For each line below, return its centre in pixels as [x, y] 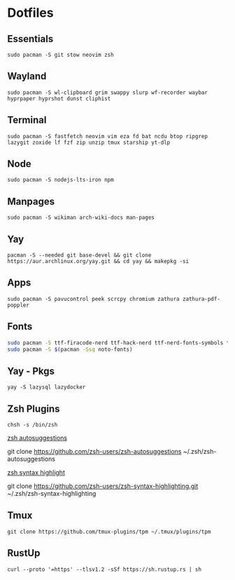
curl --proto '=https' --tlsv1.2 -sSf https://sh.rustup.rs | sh [104, 569]
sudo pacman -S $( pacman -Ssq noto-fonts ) [70, 349]
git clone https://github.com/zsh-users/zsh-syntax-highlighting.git [103, 486]
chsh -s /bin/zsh [33, 425]
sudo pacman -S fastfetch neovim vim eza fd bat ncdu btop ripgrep [108, 136]
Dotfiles [30, 13]
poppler [19, 305]
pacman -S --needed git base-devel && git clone [79, 255]
